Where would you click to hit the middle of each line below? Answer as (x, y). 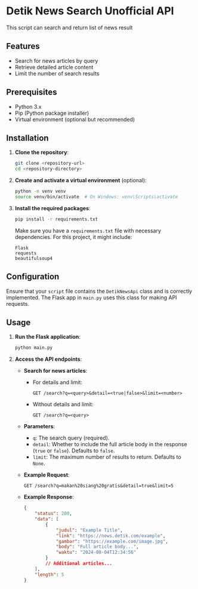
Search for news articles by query (56, 60)
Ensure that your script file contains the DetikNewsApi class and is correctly (99, 291)
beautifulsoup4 (34, 258)
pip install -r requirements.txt (56, 219)
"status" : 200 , (54, 514)
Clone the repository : (42, 152)
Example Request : (47, 475)
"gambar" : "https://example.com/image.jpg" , (112, 541)
